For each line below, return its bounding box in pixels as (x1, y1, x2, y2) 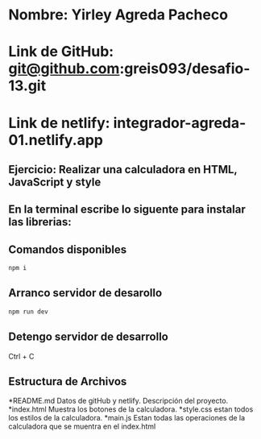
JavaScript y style (8, 175, 101, 188)
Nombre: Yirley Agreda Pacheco (8, 6, 228, 24)
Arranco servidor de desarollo (8, 286, 163, 300)
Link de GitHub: (8, 43, 114, 61)
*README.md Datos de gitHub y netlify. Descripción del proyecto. (8, 396, 229, 406)
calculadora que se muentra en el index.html (8, 421, 156, 432)
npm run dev (8, 308, 48, 316)
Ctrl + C (8, 351, 35, 361)
